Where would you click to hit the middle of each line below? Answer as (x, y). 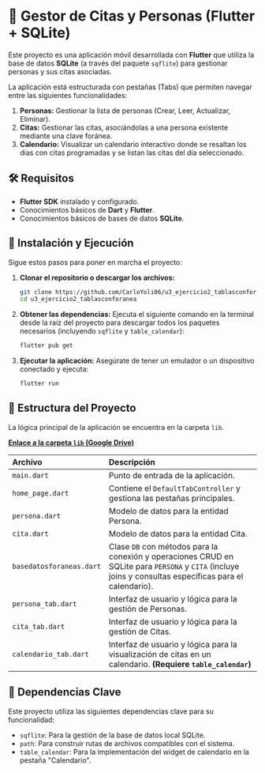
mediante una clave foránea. (66, 136)
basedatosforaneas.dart (57, 566)
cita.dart (30, 534)
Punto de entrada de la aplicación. (172, 475)
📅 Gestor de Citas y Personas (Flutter (132, 16)
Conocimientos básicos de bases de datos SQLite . (102, 218)
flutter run (39, 384)
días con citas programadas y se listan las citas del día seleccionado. (132, 153)
